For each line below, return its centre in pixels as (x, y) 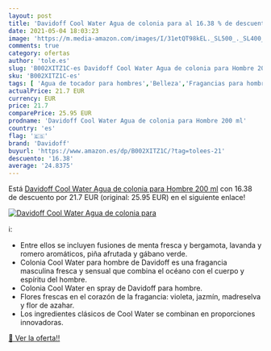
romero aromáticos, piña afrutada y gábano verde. (104, 254)
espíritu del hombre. (53, 280)
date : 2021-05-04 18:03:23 (54, 31)
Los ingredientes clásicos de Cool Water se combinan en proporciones (138, 314)
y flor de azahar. (47, 305)
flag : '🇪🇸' (28, 136)
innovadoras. (42, 323)
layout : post (30, 16)
